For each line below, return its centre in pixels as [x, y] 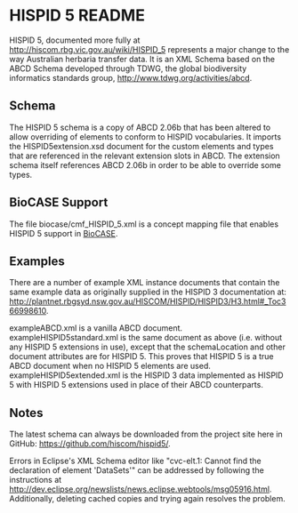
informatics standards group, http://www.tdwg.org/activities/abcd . [131, 77]
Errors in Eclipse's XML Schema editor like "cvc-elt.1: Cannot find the [135, 461]
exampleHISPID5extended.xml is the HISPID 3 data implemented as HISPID [146, 375]
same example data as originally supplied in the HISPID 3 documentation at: [148, 292]
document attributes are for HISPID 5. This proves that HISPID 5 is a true [141, 357]
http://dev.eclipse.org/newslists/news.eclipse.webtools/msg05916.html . [141, 489]
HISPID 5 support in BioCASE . [64, 233]
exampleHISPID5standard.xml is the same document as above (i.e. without [146, 338]
